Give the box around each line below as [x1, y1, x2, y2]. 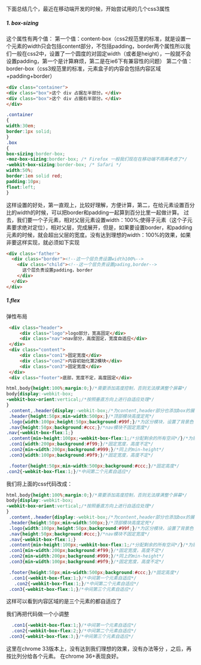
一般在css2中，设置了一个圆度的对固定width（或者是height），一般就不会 [11, 50, 191, 57]
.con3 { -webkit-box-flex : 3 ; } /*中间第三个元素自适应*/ [8, 633, 134, 640]
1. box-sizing [6, 19, 39, 26]
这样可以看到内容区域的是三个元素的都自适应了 [6, 597, 121, 605]
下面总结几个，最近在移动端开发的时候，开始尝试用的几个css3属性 [6, 5, 170, 12]
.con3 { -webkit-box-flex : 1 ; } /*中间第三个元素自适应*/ [8, 586, 134, 592]
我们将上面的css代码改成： [6, 480, 73, 487]
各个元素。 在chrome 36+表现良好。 [32, 652, 122, 660]
